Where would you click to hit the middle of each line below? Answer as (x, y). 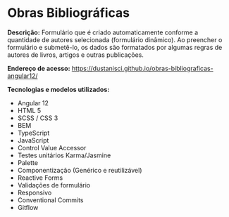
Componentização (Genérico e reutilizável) (80, 170)
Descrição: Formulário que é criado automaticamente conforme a (103, 32)
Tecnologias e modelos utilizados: (58, 89)
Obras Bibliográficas (69, 13)
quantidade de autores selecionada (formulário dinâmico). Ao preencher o (115, 39)
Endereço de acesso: (39, 68)
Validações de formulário (54, 185)
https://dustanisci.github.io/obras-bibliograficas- (142, 68)
